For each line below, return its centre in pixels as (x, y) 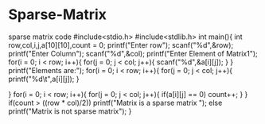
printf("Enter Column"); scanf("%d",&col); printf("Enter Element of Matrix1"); (133, 53)
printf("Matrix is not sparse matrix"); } (70, 111)
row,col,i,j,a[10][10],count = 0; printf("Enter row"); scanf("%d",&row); (121, 45)
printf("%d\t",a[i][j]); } (44, 79)
